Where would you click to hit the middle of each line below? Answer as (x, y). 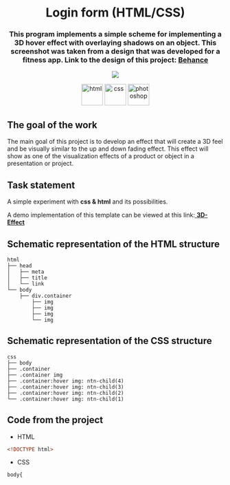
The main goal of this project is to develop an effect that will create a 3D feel (115, 142)
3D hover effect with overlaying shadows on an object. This (115, 43)
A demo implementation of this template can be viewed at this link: (101, 215)
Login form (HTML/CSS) (115, 13)
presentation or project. (41, 164)
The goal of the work (52, 125)
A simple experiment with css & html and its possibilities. (88, 202)
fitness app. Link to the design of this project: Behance (115, 60)
